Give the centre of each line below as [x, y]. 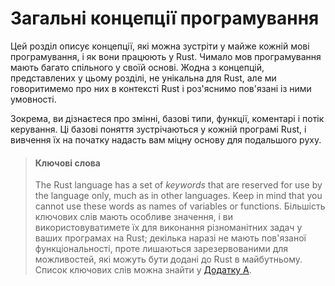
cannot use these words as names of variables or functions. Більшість [180, 206]
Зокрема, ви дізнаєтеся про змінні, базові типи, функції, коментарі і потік [167, 118]
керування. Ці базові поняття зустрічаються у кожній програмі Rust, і [158, 129]
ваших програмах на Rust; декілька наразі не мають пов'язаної [170, 238]
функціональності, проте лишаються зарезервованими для [161, 249]
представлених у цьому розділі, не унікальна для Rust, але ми [143, 78]
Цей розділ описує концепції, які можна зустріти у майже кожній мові [160, 46]
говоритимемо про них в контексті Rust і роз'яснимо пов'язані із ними [161, 88]
